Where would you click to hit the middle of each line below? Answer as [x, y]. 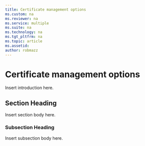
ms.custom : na [20, 14]
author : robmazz [21, 50]
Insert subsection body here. [34, 138]
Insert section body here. [30, 115]
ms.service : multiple [27, 23]
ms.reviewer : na [21, 18]
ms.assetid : [17, 46]
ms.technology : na [24, 32]
